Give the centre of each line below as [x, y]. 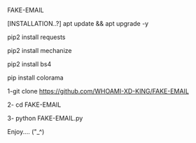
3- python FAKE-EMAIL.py [45, 118]
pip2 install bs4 [29, 64]
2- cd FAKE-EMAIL [34, 105]
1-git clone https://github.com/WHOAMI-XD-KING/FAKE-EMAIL [98, 91]
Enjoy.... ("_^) [26, 131]
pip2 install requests [36, 37]
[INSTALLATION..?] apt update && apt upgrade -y [78, 23]
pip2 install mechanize [40, 51]
